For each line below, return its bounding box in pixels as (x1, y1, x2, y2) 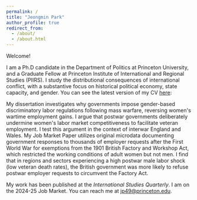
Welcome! (6, 53, 31, 59)
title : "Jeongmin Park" (6, 14, 65, 20)
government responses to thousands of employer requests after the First (6, 138, 183, 145)
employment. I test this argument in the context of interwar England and (6, 125, 182, 133)
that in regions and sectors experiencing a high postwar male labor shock (6, 157, 185, 164)
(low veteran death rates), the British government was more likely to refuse (6, 163, 189, 170)
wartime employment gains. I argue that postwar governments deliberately (6, 113, 188, 120)
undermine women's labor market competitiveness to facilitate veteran (6, 120, 179, 126)
